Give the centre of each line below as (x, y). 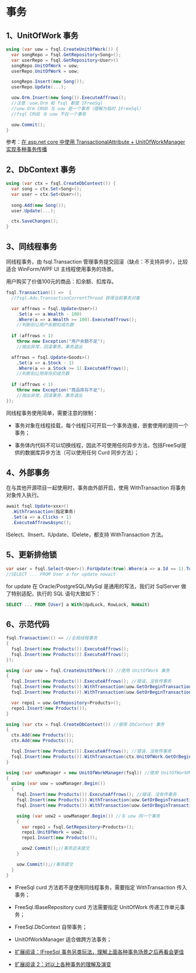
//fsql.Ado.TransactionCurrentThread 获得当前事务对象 (76, 298)
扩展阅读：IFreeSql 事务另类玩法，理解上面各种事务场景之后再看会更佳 (99, 952)
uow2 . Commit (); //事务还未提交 (55, 848)
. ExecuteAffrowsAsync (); (41, 523)
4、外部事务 (28, 473)
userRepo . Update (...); (39, 87)
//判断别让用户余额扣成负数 (45, 325)
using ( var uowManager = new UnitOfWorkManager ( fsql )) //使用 (82, 773)
